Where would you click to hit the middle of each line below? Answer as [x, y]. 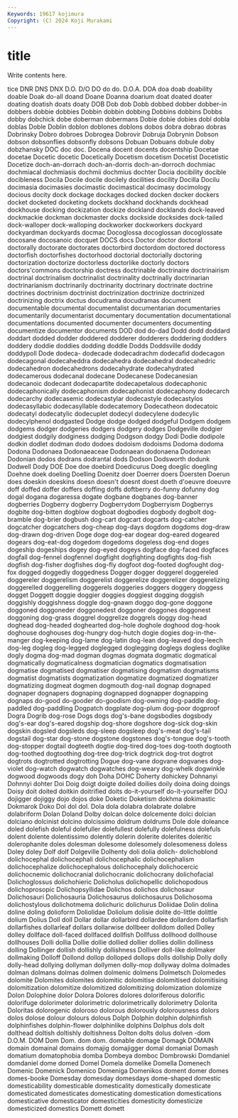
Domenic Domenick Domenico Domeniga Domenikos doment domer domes [118, 1071]
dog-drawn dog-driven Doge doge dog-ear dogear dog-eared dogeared [114, 534]
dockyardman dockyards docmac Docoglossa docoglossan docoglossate [115, 232]
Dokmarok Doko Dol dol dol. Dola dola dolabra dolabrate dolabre [102, 807]
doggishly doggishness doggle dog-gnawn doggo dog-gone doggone [110, 603]
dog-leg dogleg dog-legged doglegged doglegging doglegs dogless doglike [119, 648]
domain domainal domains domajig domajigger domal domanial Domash [113, 1048]
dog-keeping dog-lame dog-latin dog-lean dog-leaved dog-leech [128, 640]
